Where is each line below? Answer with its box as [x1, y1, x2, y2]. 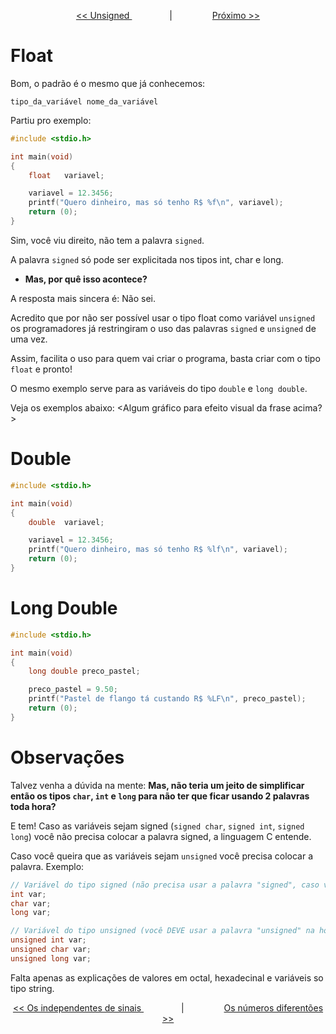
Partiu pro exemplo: [10, 114, 92, 126]
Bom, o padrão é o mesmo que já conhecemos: [10, 77, 206, 89]
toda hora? [10, 800, 57, 812]
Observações [10, 746, 125, 769]
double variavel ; [28, 517, 105, 527]
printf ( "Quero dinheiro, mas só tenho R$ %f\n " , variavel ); [28, 198, 284, 208]
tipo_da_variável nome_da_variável [10, 96, 159, 107]
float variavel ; [28, 170, 105, 180]
